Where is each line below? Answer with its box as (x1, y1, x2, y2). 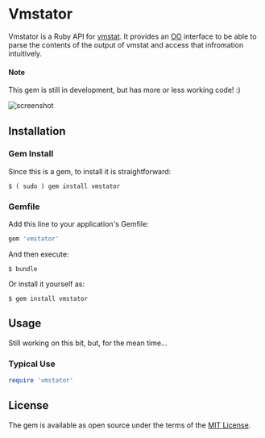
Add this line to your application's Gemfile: (8, 219, 149, 229)
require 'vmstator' (8, 377, 74, 385)
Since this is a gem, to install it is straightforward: (8, 166, 172, 176)
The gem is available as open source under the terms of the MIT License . (8, 420, 251, 430)
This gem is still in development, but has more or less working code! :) (8, 86, 241, 95)
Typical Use (8, 358, 56, 369)
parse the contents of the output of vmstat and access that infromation (8, 40, 244, 49)
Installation (8, 124, 66, 138)
